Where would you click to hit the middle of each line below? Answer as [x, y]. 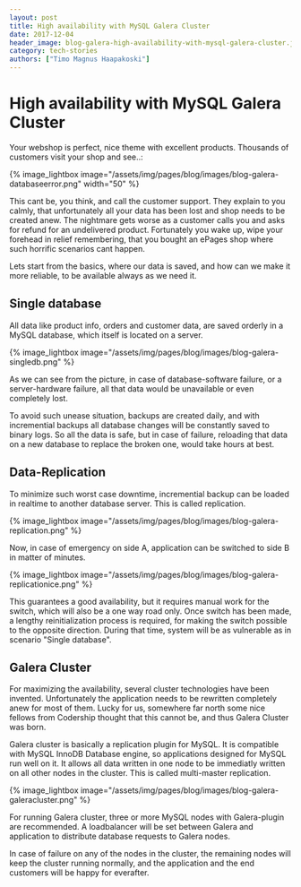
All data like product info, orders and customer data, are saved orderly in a [146, 325]
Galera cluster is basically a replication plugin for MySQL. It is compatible [144, 745]
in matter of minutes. [47, 557]
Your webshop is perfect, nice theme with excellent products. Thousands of [149, 147]
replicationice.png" [44, 584]
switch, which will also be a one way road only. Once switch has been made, [150, 611]
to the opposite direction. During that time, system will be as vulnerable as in [150, 630]
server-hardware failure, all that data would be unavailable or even [132, 388]
